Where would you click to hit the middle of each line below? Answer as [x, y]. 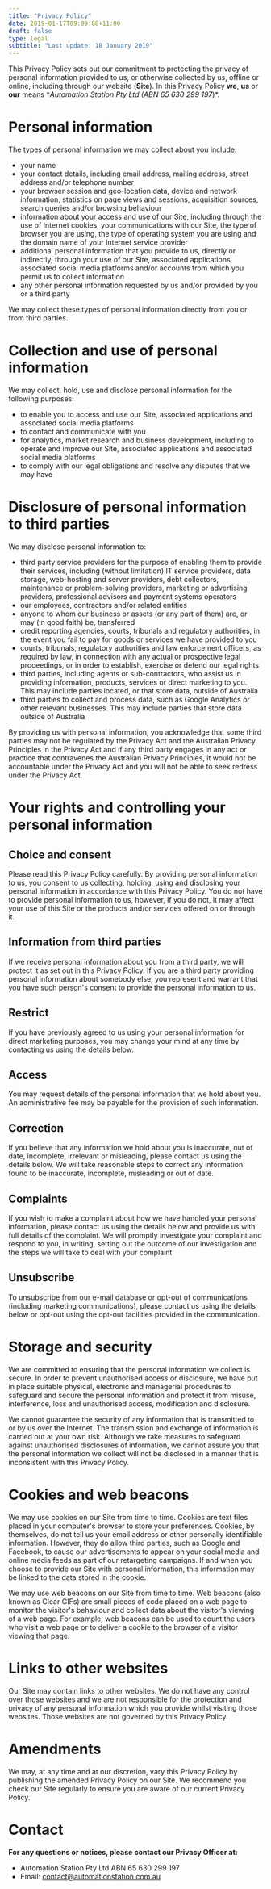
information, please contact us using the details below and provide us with [132, 1227]
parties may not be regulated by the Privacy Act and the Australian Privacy [132, 740]
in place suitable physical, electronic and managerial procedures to [120, 1386]
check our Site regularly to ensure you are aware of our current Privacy [127, 1788]
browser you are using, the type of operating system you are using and [138, 234]
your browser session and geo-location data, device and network [129, 191]
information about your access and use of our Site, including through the [141, 217]
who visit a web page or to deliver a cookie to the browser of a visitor [123, 1627]
